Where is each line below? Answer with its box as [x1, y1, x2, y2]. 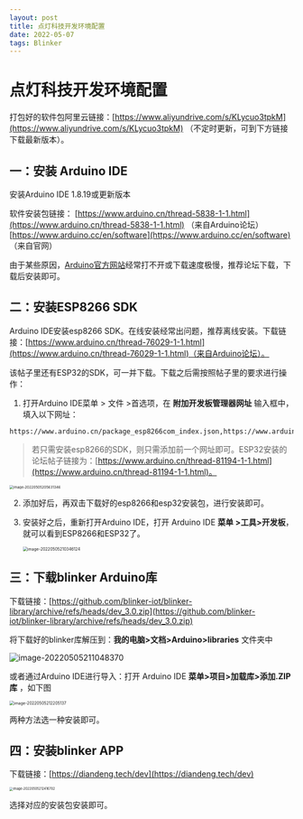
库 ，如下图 [9, 682, 51, 693]
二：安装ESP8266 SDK [9, 300, 138, 315]
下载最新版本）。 [9, 135, 69, 145]
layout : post [9, 13, 59, 23]
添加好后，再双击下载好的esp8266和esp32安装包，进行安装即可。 [22, 498, 269, 508]
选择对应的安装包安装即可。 [9, 799, 113, 810]
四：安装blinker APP [9, 743, 124, 759]
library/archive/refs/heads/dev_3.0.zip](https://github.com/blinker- [9, 606, 256, 617]
